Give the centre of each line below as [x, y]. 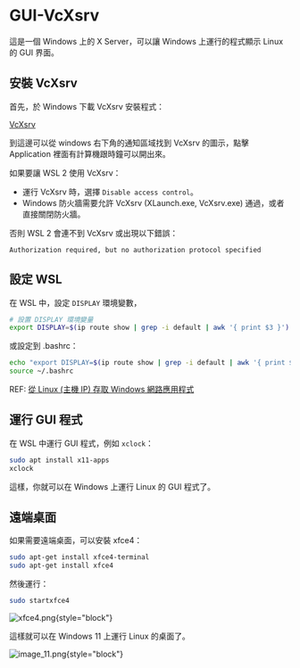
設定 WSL [36, 280]
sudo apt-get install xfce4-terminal [79, 557]
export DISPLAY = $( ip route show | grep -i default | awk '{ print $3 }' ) [150, 328]
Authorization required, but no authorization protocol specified [135, 250]
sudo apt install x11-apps [59, 460]
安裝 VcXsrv [43, 83]
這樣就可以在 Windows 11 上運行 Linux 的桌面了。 [100, 636]
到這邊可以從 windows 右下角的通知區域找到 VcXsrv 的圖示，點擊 [129, 143]
